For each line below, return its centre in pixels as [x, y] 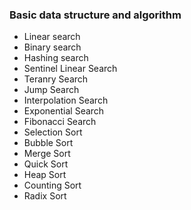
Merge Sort [47, 154]
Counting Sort [52, 185]
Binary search [52, 47]
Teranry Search [56, 79]
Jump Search [51, 90]
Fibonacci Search [60, 122]
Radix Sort [45, 196]
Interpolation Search [66, 100]
